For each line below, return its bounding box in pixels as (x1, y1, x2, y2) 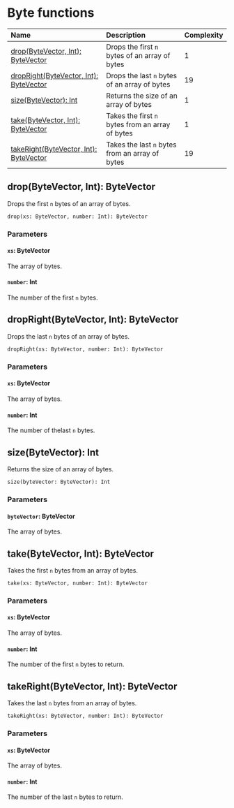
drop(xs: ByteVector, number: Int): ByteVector (7, 213, 148, 220)
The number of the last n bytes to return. (7, 793, 123, 801)
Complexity (184, 30, 224, 40)
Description (105, 30, 146, 40)
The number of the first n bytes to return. (7, 660, 125, 668)
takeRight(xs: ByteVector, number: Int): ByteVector (7, 712, 164, 720)
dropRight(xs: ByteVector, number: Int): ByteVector (7, 346, 164, 353)
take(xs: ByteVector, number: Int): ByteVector (7, 580, 148, 587)
